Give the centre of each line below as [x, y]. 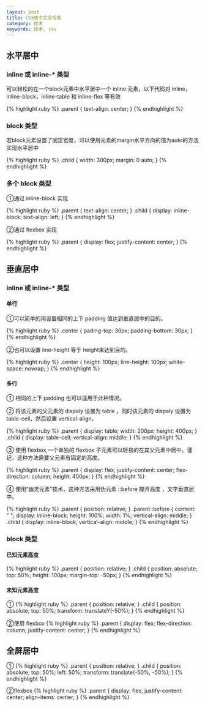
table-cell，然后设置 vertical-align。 [52, 419]
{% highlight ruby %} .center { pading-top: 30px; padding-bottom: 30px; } [100, 331]
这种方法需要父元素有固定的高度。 [60, 458]
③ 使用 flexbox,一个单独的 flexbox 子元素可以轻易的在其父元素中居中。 [97, 450]
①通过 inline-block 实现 [37, 198]
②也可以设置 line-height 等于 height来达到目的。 [69, 350]
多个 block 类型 [29, 184]
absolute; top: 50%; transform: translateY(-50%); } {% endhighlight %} [95, 610]
